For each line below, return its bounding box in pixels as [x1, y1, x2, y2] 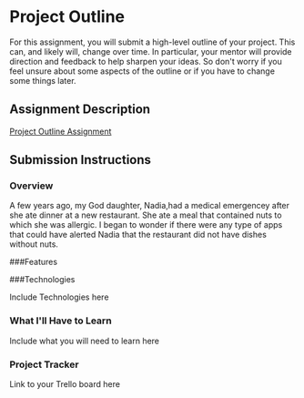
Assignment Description [9, 102, 151, 117]
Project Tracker [9, 358, 79, 371]
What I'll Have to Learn [9, 314, 112, 327]
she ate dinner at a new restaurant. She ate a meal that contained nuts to [9, 209, 282, 220]
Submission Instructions [9, 152, 152, 168]
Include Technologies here [9, 291, 109, 302]
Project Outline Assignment [9, 126, 112, 137]
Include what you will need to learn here [9, 335, 160, 346]
